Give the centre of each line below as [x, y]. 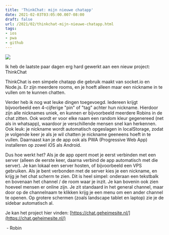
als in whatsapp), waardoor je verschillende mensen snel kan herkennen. [81, 124]
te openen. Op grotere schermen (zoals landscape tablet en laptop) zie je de [84, 198]
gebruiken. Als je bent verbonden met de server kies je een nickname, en [81, 171]
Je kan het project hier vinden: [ [38, 213]
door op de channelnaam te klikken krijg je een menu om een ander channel [84, 192]
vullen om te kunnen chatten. [35, 92]
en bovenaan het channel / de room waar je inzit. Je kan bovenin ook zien [82, 182]
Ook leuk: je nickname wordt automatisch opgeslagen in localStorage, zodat [84, 129]
